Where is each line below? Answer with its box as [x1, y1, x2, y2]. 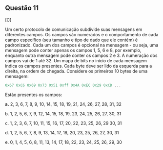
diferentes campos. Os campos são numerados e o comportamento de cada [5, 31, 159, 37]
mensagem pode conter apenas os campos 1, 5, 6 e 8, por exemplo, [5, 47, 142, 53]
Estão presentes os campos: [5, 92, 62, 98]
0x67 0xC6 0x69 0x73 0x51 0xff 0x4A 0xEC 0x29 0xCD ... [5, 83, 121, 88]
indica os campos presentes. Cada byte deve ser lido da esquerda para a [5, 63, 152, 69]
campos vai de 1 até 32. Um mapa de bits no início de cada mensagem [5, 57, 147, 63]
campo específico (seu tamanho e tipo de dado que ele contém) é [5, 37, 138, 43]
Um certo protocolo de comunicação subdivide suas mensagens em [5, 26, 143, 32]
